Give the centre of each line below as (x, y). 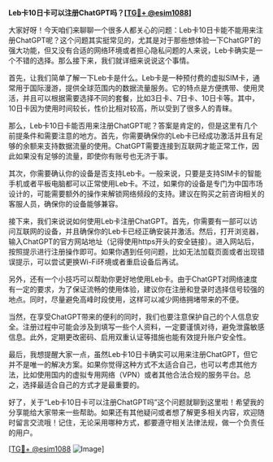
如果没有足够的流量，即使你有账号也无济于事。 (93, 156)
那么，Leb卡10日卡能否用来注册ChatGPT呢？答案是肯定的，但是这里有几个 (133, 126)
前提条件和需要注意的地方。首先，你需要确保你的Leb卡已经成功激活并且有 (132, 136)
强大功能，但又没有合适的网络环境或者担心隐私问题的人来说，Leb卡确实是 (132, 50)
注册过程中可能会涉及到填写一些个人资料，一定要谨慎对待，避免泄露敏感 (143, 327)
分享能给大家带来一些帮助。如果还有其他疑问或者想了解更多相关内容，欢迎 (133, 412)
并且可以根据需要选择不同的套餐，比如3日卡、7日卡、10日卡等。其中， (141, 98)
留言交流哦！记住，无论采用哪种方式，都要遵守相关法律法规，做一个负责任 (140, 423)
